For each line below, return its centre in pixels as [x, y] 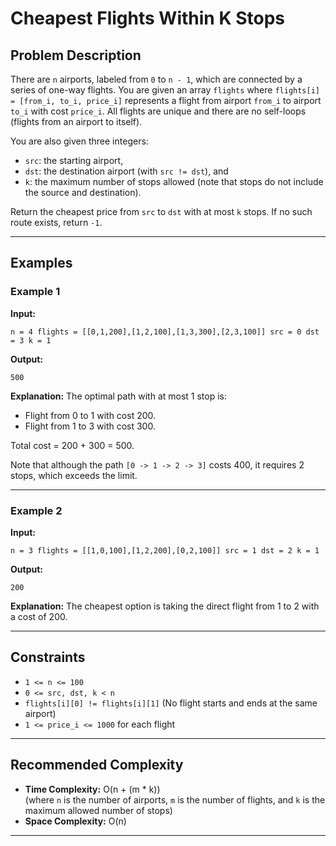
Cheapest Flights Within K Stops [147, 18]
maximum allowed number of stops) [98, 810]
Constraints [48, 657]
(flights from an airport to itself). [76, 121]
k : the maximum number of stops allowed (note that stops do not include [174, 181]
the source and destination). [83, 192]
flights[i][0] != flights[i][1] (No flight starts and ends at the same [171, 703]
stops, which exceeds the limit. [74, 475]
